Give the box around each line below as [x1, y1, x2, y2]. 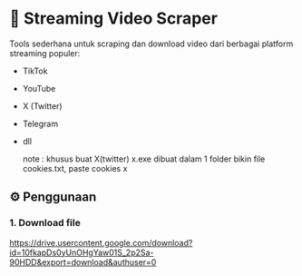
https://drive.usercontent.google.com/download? [9, 237, 193, 248]
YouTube [22, 83, 56, 94]
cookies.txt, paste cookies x [22, 163, 128, 173]
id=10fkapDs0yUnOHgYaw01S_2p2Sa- [9, 247, 154, 258]
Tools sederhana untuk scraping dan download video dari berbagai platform [9, 38, 294, 49]
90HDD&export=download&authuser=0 [9, 256, 157, 267]
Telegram [22, 118, 59, 129]
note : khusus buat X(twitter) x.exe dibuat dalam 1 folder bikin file [22, 153, 266, 164]
